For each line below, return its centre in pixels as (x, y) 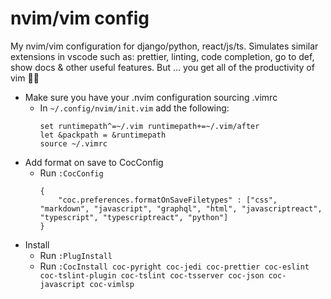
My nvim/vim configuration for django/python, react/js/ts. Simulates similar (164, 46)
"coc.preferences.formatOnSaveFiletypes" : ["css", (168, 200)
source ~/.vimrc (73, 143)
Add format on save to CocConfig (94, 162)
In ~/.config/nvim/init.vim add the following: (134, 108)
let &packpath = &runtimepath (103, 135)
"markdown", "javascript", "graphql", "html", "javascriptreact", (181, 208)
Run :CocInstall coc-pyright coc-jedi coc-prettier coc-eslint (174, 266)
